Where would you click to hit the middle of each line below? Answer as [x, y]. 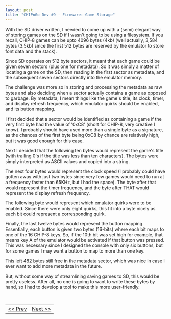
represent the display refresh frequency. [48, 193]
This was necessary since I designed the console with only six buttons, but [84, 245]
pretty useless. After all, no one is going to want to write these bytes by [80, 281]
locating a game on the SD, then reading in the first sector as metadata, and [85, 72]
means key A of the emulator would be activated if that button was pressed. [85, 240]
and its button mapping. [30, 109]
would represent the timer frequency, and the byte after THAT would [77, 188]
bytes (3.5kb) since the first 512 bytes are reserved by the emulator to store [85, 45]
